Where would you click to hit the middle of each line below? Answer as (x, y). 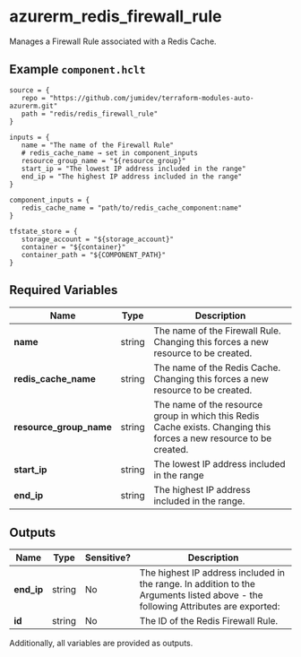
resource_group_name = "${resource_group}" (103, 160)
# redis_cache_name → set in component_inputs (110, 153)
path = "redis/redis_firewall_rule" (90, 114)
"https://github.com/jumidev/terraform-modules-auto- (151, 98)
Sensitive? (108, 558)
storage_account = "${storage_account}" (98, 239)
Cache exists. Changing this (212, 427)
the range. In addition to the (197, 584)
